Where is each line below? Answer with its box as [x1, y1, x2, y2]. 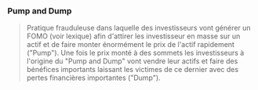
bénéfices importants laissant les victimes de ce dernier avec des [26, 65, 239, 74]
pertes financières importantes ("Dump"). [26, 73, 162, 83]
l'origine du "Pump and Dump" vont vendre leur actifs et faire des [26, 56, 238, 66]
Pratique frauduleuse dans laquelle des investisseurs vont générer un [26, 23, 252, 33]
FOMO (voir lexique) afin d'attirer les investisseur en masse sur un [26, 31, 241, 41]
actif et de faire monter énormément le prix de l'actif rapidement [26, 40, 234, 49]
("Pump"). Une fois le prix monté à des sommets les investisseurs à [26, 49, 245, 58]
